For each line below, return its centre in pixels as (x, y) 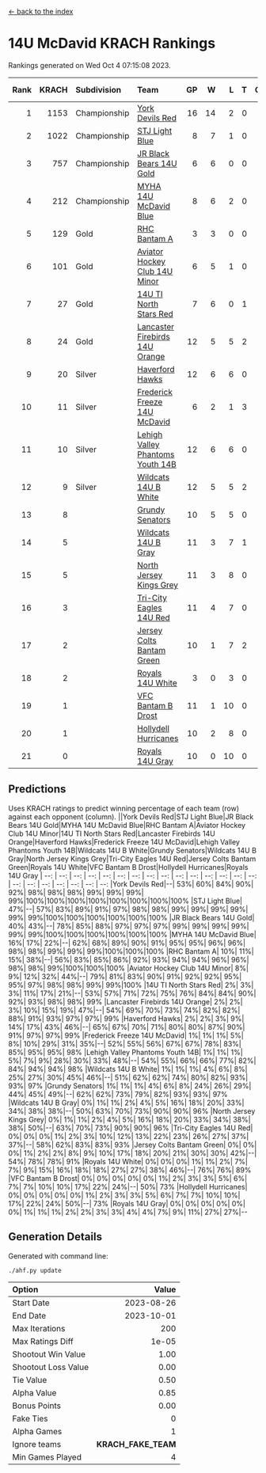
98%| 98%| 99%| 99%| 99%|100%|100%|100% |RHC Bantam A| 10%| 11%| (131, 951)
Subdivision (98, 89)
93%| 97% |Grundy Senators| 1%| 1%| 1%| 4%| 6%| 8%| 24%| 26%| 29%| (130, 1086)
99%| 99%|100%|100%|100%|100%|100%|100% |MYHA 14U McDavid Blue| (133, 934)
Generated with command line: (58, 1256)
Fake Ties (30, 1418)
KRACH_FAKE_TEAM (136, 1444)
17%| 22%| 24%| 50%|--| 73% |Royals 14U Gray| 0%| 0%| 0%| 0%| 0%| (127, 1203)
